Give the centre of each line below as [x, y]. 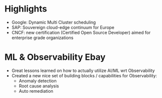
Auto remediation [36, 91]
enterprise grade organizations [42, 38]
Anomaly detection [38, 81]
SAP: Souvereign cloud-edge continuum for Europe [63, 27]
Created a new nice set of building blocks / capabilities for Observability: [84, 75]
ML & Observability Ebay [55, 57]
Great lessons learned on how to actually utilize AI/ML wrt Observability [83, 70]
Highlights [26, 9]
